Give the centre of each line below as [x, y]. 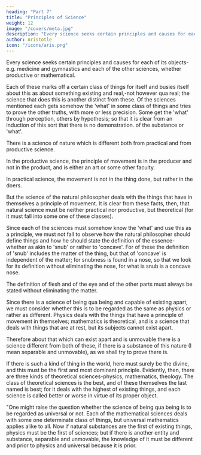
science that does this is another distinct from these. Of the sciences [91, 99]
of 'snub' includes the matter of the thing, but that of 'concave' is [86, 253]
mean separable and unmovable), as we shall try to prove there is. [88, 352]
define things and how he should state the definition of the [78, 240]
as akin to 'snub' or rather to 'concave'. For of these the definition [109, 247]
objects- [178, 62]
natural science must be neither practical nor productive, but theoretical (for [100, 209]
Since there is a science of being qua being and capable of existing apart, [97, 302]
